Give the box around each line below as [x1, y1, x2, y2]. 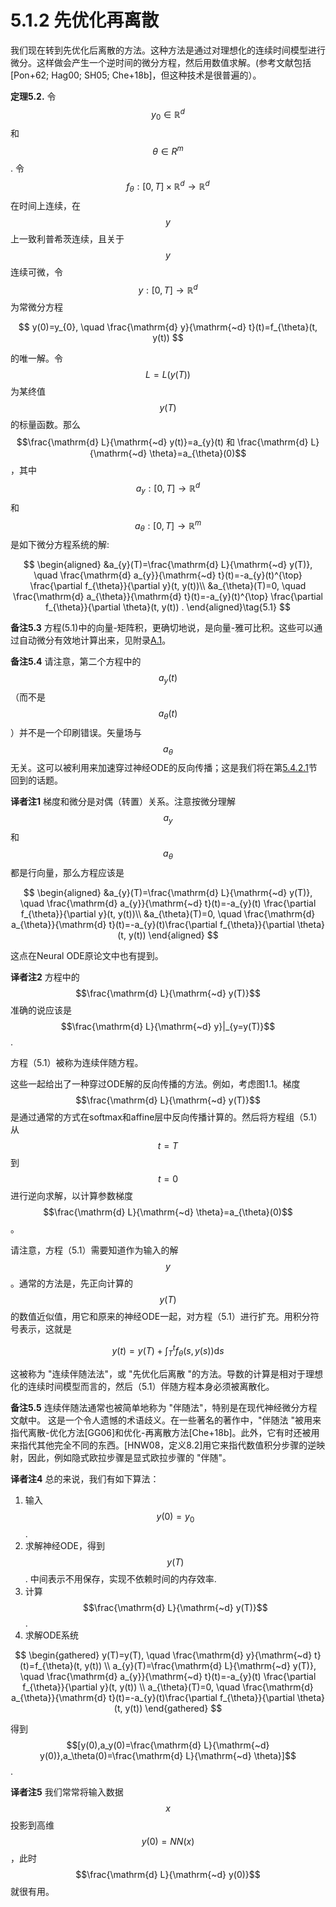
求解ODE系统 [24, 1629, 80, 1641]
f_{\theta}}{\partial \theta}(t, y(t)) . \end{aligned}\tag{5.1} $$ [45, 601, 291, 613]
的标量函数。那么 [10, 419, 81, 431]
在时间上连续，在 [10, 199, 81, 211]
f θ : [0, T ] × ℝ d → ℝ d [126, 179, 210, 195]
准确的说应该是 [10, 1004, 72, 1016]
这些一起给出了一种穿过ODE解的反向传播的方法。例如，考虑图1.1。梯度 [10, 1078, 301, 1090]
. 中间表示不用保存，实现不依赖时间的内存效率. [24, 1573, 217, 1585]
